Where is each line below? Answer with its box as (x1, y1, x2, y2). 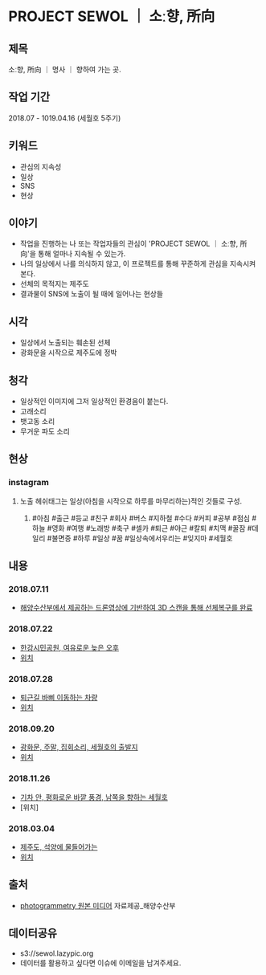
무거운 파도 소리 (19, 426, 70, 436)
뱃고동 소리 (19, 417, 55, 426)
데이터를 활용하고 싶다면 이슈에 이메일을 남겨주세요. (19, 957, 182, 968)
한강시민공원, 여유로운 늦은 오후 (19, 643, 119, 652)
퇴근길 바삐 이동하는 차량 (19, 692, 98, 703)
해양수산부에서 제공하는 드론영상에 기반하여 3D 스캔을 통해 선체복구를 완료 (19, 603, 253, 613)
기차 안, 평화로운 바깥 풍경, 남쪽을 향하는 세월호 (19, 792, 169, 802)
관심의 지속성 (19, 161, 62, 171)
